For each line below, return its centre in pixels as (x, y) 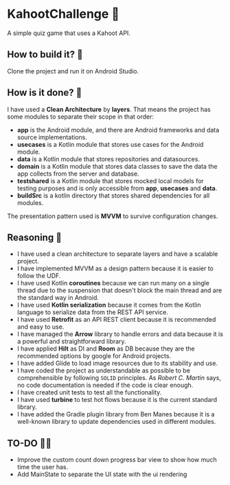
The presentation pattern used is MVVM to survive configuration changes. (113, 216)
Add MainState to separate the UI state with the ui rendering (102, 474)
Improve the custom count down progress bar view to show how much (117, 460)
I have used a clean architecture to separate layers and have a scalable (117, 254)
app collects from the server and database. (78, 174)
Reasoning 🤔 (34, 237)
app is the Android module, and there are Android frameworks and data (118, 130)
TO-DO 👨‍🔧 (30, 443)
